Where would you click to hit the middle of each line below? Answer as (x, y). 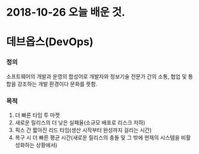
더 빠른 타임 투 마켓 (37, 115)
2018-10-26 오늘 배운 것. (66, 12)
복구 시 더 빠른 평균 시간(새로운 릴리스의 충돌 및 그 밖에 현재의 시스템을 (97, 137)
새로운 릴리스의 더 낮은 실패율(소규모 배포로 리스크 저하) (80, 122)
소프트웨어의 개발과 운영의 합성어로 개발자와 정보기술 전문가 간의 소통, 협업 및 (97, 76)
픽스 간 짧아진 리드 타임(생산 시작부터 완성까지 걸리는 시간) (83, 130)
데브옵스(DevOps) (50, 42)
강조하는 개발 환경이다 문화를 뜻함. (57, 84)
